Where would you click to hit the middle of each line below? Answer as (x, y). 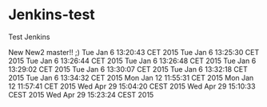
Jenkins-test (52, 15)
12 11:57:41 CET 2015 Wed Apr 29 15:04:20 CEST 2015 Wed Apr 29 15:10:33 (132, 86)
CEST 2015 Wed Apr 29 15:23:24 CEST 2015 (81, 94)
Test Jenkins (29, 37)
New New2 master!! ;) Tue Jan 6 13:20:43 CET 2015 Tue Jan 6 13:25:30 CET (134, 52)
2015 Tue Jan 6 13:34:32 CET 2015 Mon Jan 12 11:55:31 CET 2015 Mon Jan (131, 77)
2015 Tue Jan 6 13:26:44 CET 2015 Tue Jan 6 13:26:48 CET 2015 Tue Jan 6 (132, 61)
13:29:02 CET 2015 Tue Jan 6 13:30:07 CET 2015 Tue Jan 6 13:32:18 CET (128, 69)
